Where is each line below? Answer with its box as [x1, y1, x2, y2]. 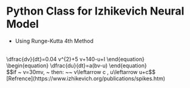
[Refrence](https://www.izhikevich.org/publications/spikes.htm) [6, 75, 166, 82]
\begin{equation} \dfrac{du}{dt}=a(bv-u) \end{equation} [6, 62, 147, 69]
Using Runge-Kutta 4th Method [15, 37, 94, 44]
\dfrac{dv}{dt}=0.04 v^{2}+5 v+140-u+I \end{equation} [6, 55, 144, 63]
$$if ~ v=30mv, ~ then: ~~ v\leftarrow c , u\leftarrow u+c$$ [6, 68, 156, 75]
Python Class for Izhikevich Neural [6, 4, 185, 18]
